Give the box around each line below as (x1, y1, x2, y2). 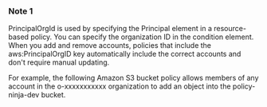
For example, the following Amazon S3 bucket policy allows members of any (8, 73, 259, 83)
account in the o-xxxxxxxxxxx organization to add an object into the (8, 81, 231, 91)
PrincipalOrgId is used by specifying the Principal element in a (8, 24, 213, 34)
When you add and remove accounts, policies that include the (8, 41, 212, 50)
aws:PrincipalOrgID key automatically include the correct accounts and (8, 50, 241, 59)
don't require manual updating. (8, 57, 110, 67)
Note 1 (8, 6, 33, 17)
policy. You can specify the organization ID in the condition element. (30, 32, 254, 42)
